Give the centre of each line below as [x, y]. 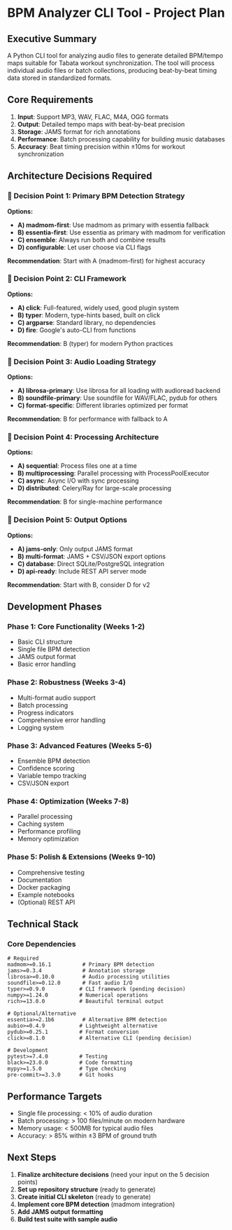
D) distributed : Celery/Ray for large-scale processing [94, 488]
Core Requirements [50, 100]
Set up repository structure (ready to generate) [86, 1189]
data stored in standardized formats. [59, 78]
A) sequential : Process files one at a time [77, 466]
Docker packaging [44, 887]
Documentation [39, 880]
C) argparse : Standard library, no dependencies [86, 322]
